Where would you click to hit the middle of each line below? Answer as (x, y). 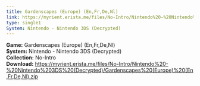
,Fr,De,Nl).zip (22, 77)
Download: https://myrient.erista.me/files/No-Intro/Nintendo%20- (87, 64)
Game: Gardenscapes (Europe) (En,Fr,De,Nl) (61, 45)
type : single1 (24, 23)
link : (13, 17)
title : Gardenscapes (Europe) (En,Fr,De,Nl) (62, 12)
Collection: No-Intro (31, 58)
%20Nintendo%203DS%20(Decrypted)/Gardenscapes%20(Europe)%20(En (100, 70)
